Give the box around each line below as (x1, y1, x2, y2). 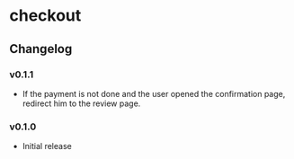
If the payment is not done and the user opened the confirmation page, (22, 88, 286, 99)
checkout (9, 5, 82, 26)
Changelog (9, 41, 73, 57)
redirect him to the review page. (22, 98, 141, 109)
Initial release (22, 141, 72, 152)
